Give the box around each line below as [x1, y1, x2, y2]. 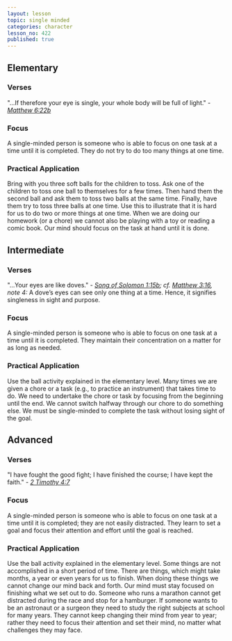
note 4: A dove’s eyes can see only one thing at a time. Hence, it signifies [7, 288, 217, 296]
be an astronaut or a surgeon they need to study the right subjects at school [7, 603, 225, 612]
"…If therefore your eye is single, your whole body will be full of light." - [7, 98, 211, 106]
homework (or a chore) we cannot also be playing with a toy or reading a [7, 216, 215, 225]
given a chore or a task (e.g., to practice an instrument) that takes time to [7, 384, 217, 393]
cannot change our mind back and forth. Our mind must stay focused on [7, 581, 214, 589]
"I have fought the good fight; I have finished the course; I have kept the [7, 470, 213, 479]
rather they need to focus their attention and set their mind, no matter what [7, 618, 222, 626]
